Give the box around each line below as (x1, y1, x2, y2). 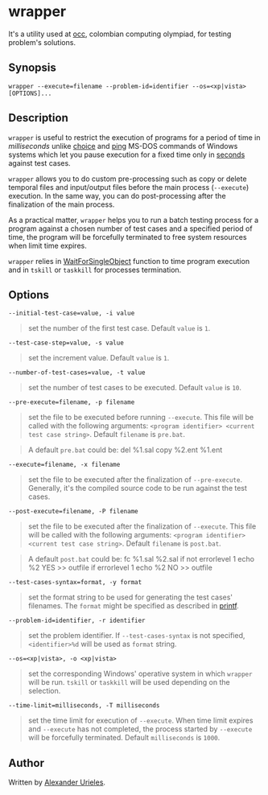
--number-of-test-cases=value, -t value (8, 369, 146, 377)
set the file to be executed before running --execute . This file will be (27, 413, 254, 422)
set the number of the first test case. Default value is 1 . (27, 323, 211, 333)
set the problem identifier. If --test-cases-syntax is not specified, (27, 631, 245, 641)
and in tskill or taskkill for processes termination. (8, 265, 182, 274)
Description (8, 111, 68, 125)
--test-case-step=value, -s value (8, 339, 125, 348)
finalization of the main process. (8, 200, 115, 209)
